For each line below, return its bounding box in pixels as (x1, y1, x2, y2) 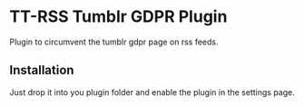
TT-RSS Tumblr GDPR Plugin (9, 6, 228, 27)
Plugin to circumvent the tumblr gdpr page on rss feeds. (9, 36, 220, 47)
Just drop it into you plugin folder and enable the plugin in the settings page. (9, 86, 295, 97)
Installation (9, 63, 74, 78)
